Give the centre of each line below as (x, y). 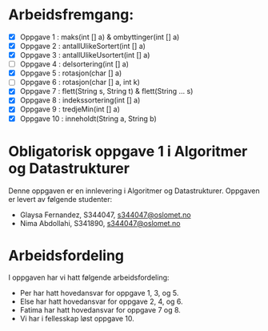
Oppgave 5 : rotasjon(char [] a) (71, 73)
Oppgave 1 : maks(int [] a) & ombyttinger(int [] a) (100, 37)
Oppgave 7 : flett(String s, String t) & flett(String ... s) (106, 91)
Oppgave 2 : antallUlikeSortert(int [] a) (83, 46)
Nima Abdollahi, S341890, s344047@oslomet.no (100, 223)
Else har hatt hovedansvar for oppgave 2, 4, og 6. (101, 301)
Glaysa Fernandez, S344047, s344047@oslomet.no (105, 215)
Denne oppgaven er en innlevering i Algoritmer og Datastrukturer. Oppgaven (134, 191)
